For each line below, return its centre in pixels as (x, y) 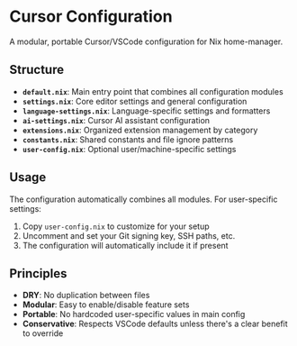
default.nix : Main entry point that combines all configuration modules (153, 91)
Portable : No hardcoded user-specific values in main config (134, 314)
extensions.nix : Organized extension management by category (140, 130)
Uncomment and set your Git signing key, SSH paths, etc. (129, 235)
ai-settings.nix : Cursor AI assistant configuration (116, 120)
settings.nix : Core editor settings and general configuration (135, 101)
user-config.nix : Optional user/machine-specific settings (129, 149)
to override (43, 333)
